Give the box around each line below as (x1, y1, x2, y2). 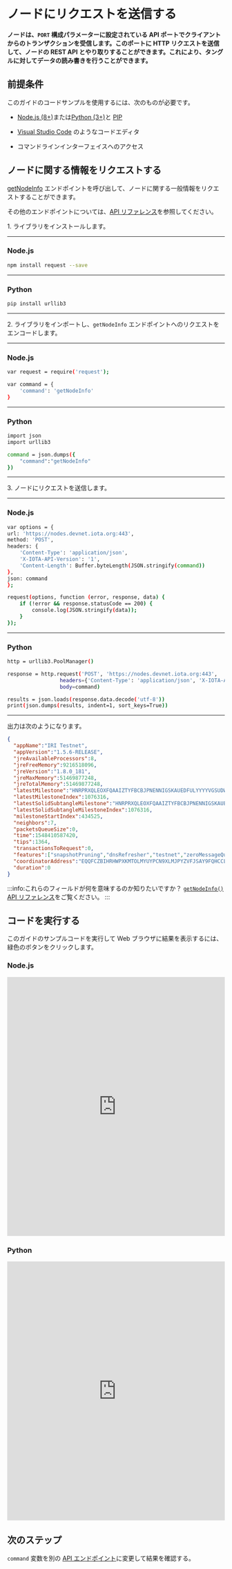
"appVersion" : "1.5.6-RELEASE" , (13, 749, 104, 756)
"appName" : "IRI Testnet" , (13, 742, 88, 749)
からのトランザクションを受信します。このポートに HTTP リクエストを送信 (7, 39, 220, 47)
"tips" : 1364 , (13, 838, 51, 846)
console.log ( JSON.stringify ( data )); (32, 607, 137, 614)
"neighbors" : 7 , (13, 819, 57, 826)
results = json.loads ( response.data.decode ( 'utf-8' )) (7, 695, 166, 703)
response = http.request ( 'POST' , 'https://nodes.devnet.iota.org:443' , (7, 671, 217, 677)
